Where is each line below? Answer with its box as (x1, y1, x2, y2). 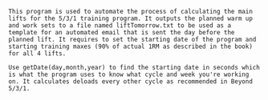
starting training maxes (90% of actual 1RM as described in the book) (8, 42, 253, 50)
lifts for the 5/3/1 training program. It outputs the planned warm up (8, 14, 253, 22)
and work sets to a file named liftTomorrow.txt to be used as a (8, 22, 231, 30)
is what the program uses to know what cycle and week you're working (8, 70, 250, 78)
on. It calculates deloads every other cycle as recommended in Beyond (8, 78, 253, 86)
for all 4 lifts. (8, 50, 67, 58)
